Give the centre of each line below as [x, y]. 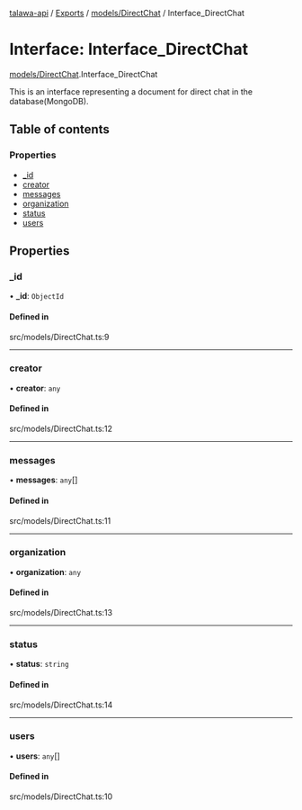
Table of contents [59, 130]
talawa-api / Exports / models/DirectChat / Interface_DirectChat [127, 13]
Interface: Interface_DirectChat [129, 49]
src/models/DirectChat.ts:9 [59, 337]
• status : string [39, 664]
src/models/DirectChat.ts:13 [61, 613]
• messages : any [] [44, 480]
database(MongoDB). [49, 101]
